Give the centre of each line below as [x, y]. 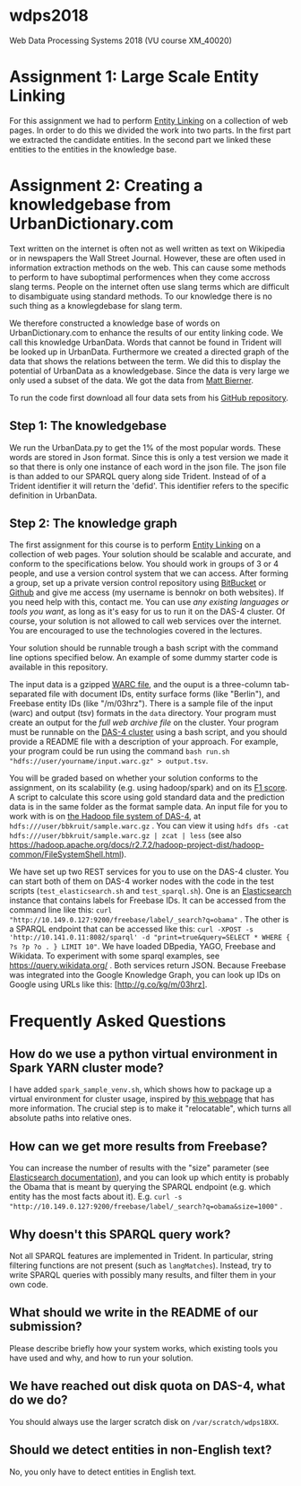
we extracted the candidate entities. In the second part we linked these [140, 139]
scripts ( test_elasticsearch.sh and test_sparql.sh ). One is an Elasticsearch [150, 891]
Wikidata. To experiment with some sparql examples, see [115, 956]
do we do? [39, 1400]
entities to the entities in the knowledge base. [93, 149]
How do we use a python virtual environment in [143, 1054]
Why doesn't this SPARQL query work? [120, 1234]
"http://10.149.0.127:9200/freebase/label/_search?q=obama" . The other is [149, 920]
